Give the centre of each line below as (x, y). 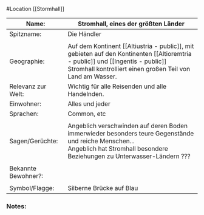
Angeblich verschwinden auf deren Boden (128, 126)
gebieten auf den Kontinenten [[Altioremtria (130, 54)
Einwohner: (25, 104)
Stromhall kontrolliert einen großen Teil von (129, 69)
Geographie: (27, 61)
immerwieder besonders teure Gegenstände (131, 133)
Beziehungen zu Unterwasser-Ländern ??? (129, 156)
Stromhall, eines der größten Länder (131, 24)
